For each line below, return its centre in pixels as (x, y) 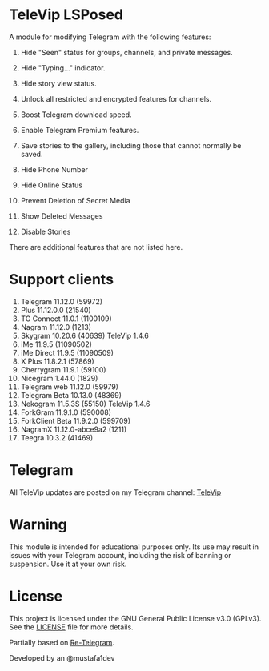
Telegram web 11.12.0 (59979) (70, 387)
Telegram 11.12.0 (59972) (62, 301)
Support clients (62, 280)
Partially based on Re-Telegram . (62, 642)
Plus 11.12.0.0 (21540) (56, 310)
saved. (32, 154)
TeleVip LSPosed (66, 15)
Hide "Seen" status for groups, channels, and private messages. (126, 52)
